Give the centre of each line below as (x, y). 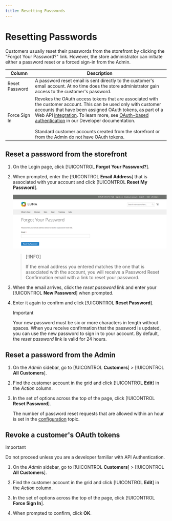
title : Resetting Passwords (35, 11)
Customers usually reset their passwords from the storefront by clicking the (85, 51)
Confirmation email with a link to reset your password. (82, 277)
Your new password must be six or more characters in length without (85, 322)
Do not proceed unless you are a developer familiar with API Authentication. (85, 457)
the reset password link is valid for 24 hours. (60, 339)
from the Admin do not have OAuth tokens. (80, 137)
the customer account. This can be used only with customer (98, 104)
